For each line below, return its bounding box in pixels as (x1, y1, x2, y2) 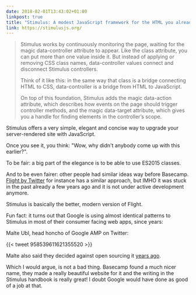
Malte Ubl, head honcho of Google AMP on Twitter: (6, 230, 129, 237)
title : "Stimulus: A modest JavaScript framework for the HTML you (6, 19, 174, 25)
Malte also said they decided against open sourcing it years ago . (6, 252, 162, 259)
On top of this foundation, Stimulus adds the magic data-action (20, 95, 172, 102)
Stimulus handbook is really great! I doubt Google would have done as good (6, 276, 188, 283)
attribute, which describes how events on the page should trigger (20, 100, 178, 108)
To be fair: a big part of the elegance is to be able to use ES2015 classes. (6, 159, 181, 166)
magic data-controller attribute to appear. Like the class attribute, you (20, 47, 188, 54)
